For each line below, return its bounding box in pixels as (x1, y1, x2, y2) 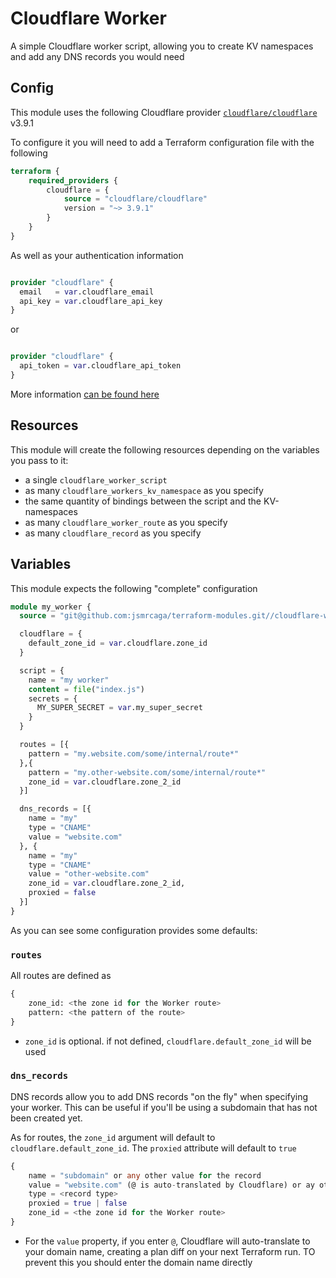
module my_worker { (10, 602, 92, 612)
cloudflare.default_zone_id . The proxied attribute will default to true (10, 1142, 297, 1154)
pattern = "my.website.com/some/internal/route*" (28, 748, 240, 759)
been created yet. (10, 1112, 83, 1124)
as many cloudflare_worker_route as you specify (24, 516, 228, 528)
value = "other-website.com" (28, 869, 150, 879)
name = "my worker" (28, 675, 110, 685)
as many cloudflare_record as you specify (24, 527, 202, 539)
